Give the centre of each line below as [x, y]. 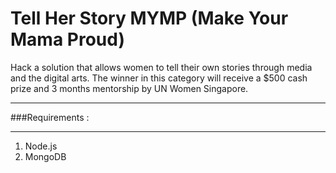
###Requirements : [50, 117]
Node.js [41, 146]
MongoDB [45, 156]
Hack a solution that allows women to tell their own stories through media [161, 67]
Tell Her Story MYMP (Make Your [149, 18]
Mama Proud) [67, 39]
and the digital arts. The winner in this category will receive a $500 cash [159, 78]
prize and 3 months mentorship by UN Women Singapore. [129, 88]
